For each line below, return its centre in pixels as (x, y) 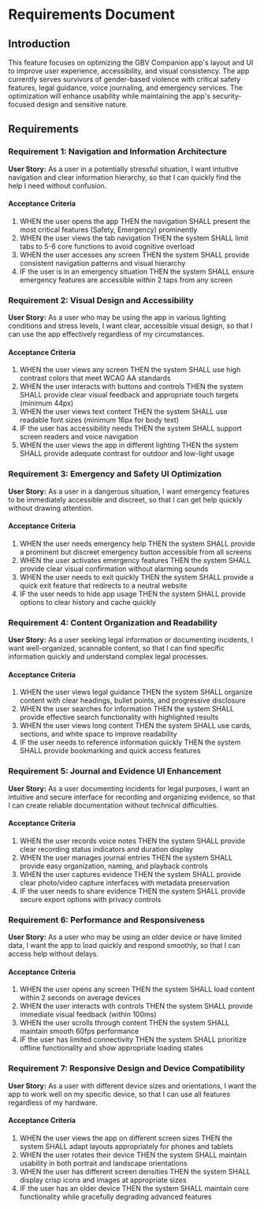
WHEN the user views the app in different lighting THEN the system (129, 445)
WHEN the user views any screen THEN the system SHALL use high (130, 370)
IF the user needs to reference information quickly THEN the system (130, 742)
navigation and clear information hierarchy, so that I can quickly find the (125, 177)
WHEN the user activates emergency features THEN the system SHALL (135, 560)
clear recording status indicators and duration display (106, 849)
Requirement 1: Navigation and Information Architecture (117, 151)
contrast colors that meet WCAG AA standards (95, 378)
